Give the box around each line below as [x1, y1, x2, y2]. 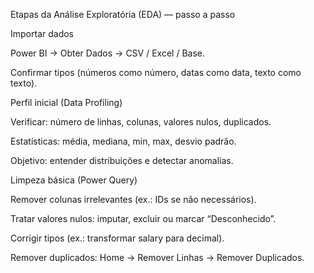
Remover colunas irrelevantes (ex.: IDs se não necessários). [10, 194, 257, 205]
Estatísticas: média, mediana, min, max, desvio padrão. [10, 135, 237, 147]
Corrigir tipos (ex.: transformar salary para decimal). [10, 232, 225, 244]
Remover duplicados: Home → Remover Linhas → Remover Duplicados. [10, 252, 305, 263]
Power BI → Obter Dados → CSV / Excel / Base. [10, 47, 205, 59]
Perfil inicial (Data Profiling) [10, 97, 123, 108]
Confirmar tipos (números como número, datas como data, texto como [10, 67, 302, 78]
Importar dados [10, 28, 74, 39]
